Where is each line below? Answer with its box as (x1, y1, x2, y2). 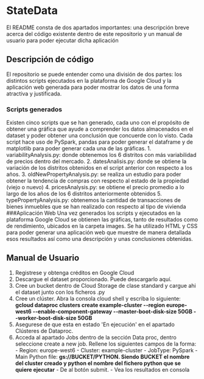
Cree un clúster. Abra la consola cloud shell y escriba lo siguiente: (15, 294, 181, 302)
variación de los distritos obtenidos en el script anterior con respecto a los (6, 164, 193, 172)
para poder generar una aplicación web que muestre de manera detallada (6, 229, 191, 236)
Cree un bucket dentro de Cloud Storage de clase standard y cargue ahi (15, 282, 196, 289)
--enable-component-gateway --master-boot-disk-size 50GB (32, 308, 193, 315)
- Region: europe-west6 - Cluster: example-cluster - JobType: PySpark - (15, 346, 198, 353)
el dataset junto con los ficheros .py (15, 288, 105, 296)
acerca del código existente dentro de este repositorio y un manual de (6, 30, 183, 37)
